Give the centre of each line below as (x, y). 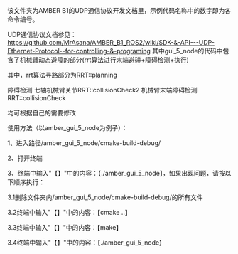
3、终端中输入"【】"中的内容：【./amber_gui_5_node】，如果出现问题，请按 (116, 173)
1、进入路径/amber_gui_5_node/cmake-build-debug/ (84, 143)
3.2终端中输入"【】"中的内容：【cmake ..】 (69, 212)
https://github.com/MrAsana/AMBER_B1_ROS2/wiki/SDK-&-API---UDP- (111, 42)
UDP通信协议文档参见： (42, 35)
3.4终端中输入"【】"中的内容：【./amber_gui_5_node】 (86, 243)
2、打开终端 (25, 158)
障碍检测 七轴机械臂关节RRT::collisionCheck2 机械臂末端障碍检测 (102, 90)
